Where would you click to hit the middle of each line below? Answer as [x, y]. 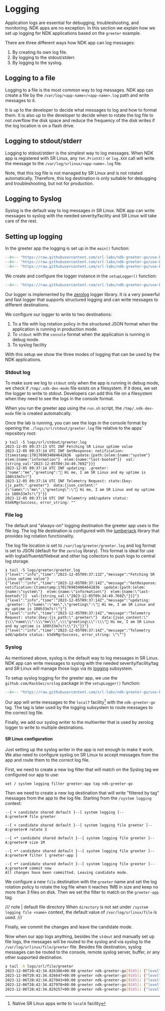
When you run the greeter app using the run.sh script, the [64, 408]
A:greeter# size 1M [25, 843]
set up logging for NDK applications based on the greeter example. [73, 33]
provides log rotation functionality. [40, 536]
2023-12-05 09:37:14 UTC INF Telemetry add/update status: [67, 498]
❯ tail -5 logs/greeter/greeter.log [42, 570]
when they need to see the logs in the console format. [60, 398]
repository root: [21, 433]
